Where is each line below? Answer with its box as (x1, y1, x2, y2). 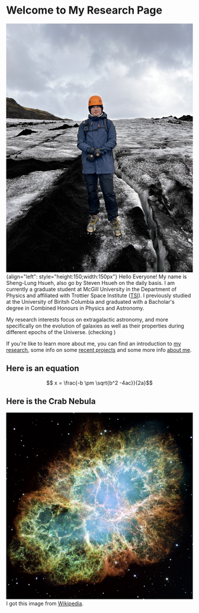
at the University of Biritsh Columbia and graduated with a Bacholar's (6, 298, 175, 305)
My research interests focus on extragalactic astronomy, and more (6, 316, 169, 323)
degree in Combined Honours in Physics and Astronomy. (6, 304, 145, 312)
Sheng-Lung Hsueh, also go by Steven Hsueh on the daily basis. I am (6, 279, 175, 286)
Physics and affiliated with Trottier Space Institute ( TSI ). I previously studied (6, 291, 191, 299)
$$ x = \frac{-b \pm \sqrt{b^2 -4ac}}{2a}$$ (46, 379, 153, 386)
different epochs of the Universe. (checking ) (6, 328, 116, 335)
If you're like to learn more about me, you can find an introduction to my (6, 340, 182, 347)
